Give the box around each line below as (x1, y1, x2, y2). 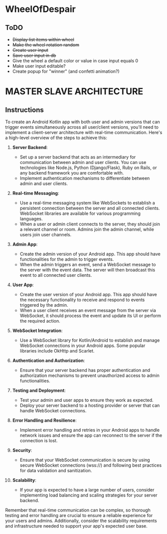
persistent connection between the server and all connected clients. (19, 205, 160, 211)
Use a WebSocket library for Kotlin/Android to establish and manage (19, 338, 160, 343)
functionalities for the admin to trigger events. (19, 256, 114, 262)
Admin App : (12, 241, 38, 247)
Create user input (12, 47, 48, 53)
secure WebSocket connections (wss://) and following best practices (19, 462, 162, 468)
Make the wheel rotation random (12, 42, 80, 48)
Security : (12, 447, 32, 453)
